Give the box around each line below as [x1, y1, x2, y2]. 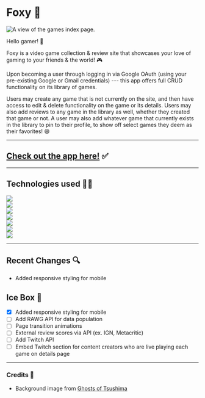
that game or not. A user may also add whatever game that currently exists [6, 114, 194, 121]
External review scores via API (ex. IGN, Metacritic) [15, 329, 143, 336]
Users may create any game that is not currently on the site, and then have [6, 95, 194, 103]
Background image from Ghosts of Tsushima [15, 385, 128, 392]
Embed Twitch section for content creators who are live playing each [15, 343, 189, 350]
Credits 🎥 [6, 371, 35, 379]
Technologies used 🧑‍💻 [6, 179, 93, 189]
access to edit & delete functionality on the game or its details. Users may [6, 101, 192, 109]
